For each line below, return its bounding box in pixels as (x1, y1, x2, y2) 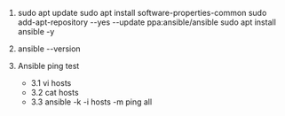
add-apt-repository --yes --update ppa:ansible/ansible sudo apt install (17, 17, 277, 27)
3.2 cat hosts (30, 88, 79, 97)
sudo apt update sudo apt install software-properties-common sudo (17, 8, 267, 18)
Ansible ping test (17, 61, 80, 71)
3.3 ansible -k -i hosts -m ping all (30, 97, 153, 107)
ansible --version (17, 43, 82, 54)
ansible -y (17, 27, 55, 36)
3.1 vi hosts (30, 78, 72, 88)
